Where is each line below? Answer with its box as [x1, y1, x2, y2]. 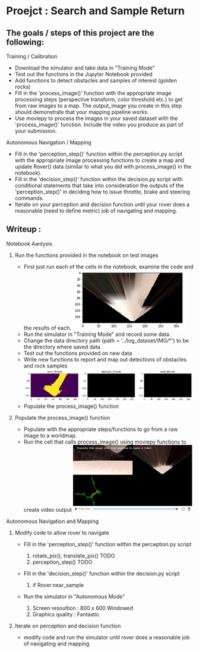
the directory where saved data [23, 343, 101, 350]
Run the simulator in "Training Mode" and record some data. [23, 331, 171, 338]
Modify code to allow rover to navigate [14, 530, 109, 537]
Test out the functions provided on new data [23, 349, 132, 357]
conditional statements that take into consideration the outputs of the [14, 182, 184, 189]
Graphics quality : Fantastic [32, 611, 100, 618]
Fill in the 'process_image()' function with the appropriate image [14, 90, 172, 96]
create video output [23, 506, 72, 513]
